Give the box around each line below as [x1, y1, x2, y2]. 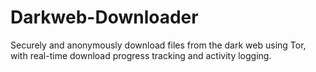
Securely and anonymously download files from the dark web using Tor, [10, 39, 307, 51]
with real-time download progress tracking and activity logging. [10, 49, 272, 61]
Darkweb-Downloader [10, 6, 199, 29]
